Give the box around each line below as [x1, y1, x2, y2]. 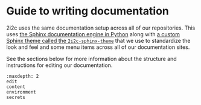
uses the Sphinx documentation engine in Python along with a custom [6, 30, 180, 37]
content [6, 83, 26, 90]
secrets [6, 94, 26, 100]
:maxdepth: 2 [6, 73, 39, 79]
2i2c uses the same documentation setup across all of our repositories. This [6, 24, 196, 31]
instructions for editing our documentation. [6, 62, 113, 69]
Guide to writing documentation [6, 4, 169, 18]
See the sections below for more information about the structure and [6, 55, 177, 62]
